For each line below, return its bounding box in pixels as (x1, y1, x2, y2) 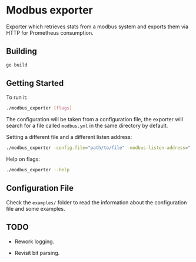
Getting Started (6, 78, 64, 88)
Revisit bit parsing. (14, 249, 60, 256)
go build (6, 62, 28, 68)
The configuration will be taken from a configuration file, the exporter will (6, 116, 184, 123)
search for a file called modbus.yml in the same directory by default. (6, 122, 168, 130)
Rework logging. (14, 238, 55, 245)
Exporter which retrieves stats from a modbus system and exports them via (6, 23, 189, 30)
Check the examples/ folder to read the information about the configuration (6, 198, 187, 206)
